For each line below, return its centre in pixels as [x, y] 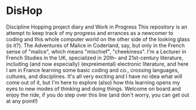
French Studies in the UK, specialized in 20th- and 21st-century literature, [95, 58]
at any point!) [22, 101]
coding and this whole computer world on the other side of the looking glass [98, 39]
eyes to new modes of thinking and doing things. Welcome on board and [94, 88]
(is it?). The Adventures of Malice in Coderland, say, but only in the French [96, 45]
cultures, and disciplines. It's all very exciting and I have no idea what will [94, 76]
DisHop [24, 11]
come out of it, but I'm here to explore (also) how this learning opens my [93, 82]
